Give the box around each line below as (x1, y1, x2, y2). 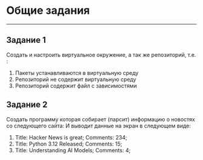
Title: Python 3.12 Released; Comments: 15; (14, 140, 123, 147)
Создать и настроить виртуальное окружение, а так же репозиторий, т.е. (6, 51, 196, 58)
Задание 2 (6, 100, 48, 110)
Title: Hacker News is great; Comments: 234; (14, 133, 127, 141)
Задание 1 (6, 35, 47, 45)
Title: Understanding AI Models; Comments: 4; (14, 146, 131, 154)
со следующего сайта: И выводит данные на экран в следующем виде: (6, 122, 192, 129)
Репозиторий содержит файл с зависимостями (14, 82, 137, 89)
